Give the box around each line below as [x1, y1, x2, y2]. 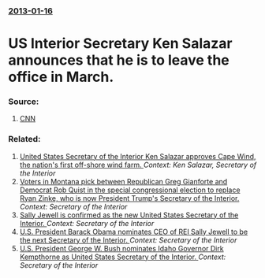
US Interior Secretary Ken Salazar [8, 35, 233, 53]
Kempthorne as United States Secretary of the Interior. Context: [19, 252, 226, 261]
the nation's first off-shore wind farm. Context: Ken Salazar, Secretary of [19, 160, 257, 169]
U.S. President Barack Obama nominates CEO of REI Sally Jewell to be [19, 227, 248, 236]
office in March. [8, 69, 114, 86]
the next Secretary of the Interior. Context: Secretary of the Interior [19, 235, 237, 245]
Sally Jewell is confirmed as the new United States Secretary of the [19, 210, 239, 220]
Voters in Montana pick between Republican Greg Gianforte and [19, 176, 228, 186]
